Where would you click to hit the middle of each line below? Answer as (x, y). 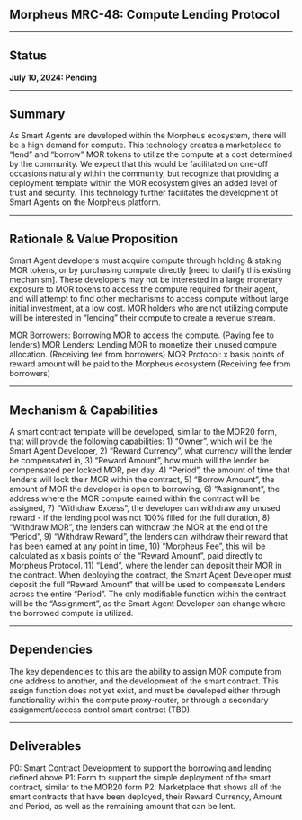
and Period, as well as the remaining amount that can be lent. (123, 806)
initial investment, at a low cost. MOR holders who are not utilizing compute (149, 308)
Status (28, 56)
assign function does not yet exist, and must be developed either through (145, 690)
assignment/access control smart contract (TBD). (101, 710)
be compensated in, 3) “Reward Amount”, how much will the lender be (139, 461)
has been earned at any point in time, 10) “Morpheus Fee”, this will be (138, 546)
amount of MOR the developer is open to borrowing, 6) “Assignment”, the (145, 489)
